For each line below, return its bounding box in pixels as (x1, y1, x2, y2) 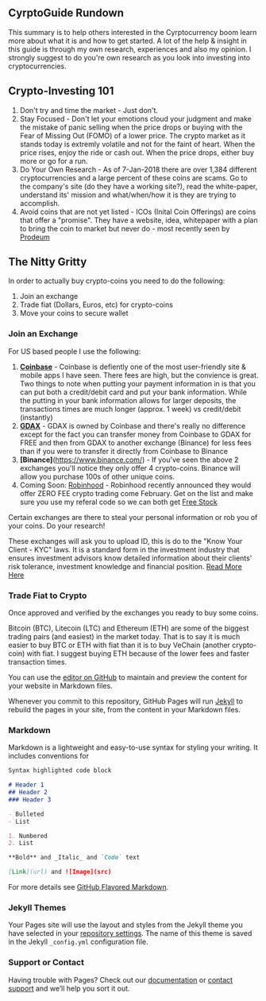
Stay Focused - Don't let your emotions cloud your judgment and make (19, 114, 252, 123)
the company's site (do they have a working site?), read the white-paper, (19, 181, 258, 191)
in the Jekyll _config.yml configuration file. (8, 937, 148, 947)
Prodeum (19, 232, 50, 242)
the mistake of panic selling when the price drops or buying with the (19, 122, 243, 132)
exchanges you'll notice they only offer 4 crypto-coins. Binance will (19, 463, 241, 472)
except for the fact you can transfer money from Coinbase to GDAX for (19, 429, 252, 439)
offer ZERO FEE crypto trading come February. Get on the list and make (19, 488, 254, 498)
